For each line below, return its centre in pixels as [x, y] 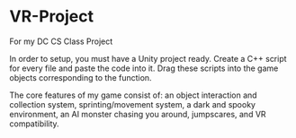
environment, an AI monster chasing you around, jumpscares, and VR [138, 114]
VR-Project [52, 17]
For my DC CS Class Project [61, 41]
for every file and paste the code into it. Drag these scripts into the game [144, 68]
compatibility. [35, 124]
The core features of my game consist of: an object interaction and [134, 95]
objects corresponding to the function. [81, 77]
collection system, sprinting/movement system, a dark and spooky [133, 104]
